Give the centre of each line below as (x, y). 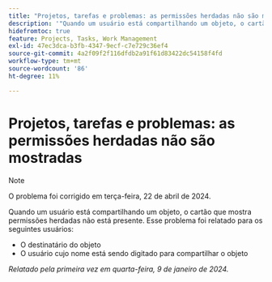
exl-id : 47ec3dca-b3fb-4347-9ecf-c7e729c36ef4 (88, 46)
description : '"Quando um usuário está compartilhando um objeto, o (126, 23)
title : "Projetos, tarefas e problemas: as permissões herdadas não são (134, 16)
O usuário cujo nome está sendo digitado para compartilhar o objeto (134, 253)
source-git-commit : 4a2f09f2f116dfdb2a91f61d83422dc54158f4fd (115, 53)
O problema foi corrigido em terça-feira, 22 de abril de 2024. (110, 196)
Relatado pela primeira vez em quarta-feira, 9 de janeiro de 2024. (119, 269)
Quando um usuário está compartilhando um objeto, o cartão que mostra (130, 211)
